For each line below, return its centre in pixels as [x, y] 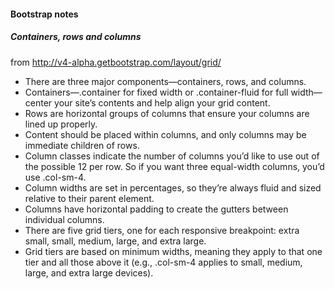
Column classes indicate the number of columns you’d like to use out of [172, 156]
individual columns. [64, 219]
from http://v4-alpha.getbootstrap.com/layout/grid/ [116, 62]
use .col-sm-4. [55, 177]
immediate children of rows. [82, 145]
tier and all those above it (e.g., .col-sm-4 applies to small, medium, [163, 262]
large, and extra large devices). [89, 272]
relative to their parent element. [89, 198]
